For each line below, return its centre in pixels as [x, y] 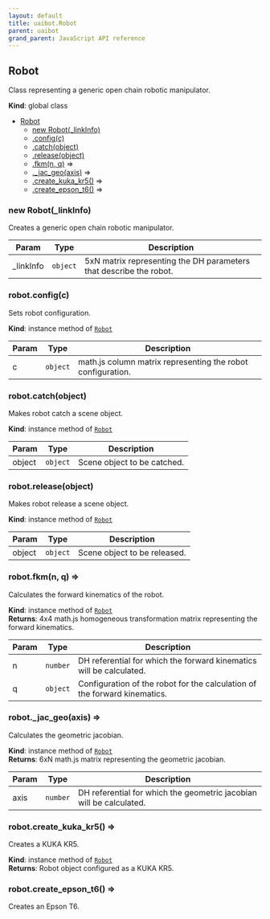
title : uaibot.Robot [43, 23]
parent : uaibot [34, 31]
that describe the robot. [129, 272]
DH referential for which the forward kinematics [167, 660]
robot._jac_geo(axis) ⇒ [55, 717]
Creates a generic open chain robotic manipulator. [91, 228]
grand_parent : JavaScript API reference [77, 38]
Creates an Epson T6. [44, 907]
